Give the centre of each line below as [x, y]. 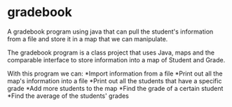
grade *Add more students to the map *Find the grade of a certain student [115, 88]
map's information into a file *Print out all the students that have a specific [115, 80]
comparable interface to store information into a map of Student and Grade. [116, 59]
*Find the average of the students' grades [68, 96]
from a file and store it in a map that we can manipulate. [88, 38]
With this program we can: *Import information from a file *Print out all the [115, 73]
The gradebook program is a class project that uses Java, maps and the [111, 52]
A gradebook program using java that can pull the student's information [110, 31]
